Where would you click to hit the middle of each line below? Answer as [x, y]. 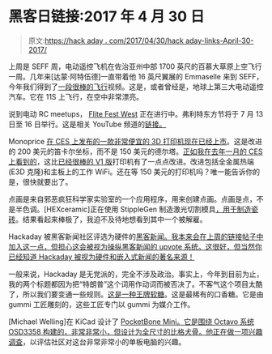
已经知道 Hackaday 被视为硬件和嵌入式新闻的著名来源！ [102, 257]
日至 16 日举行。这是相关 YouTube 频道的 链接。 [87, 124]
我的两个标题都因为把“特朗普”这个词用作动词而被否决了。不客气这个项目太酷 [136, 284]
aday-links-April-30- [219, 41]
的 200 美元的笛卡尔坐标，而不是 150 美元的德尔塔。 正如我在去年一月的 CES [136, 151]
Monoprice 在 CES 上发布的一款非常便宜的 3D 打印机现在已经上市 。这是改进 [136, 141]
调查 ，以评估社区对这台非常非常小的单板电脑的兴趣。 [97, 342]
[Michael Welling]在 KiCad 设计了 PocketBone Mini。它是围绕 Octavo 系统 [132, 322]
